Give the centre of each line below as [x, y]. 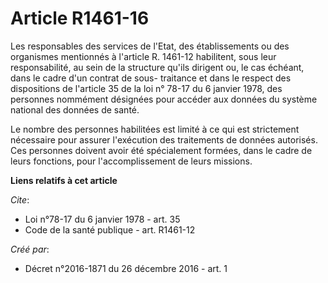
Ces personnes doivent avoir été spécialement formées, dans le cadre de [161, 150]
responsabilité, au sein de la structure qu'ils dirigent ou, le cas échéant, [157, 67]
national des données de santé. [75, 109]
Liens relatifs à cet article [64, 180]
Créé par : [30, 249]
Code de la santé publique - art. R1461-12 [110, 229]
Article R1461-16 [80, 18]
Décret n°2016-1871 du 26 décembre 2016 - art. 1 [126, 268]
